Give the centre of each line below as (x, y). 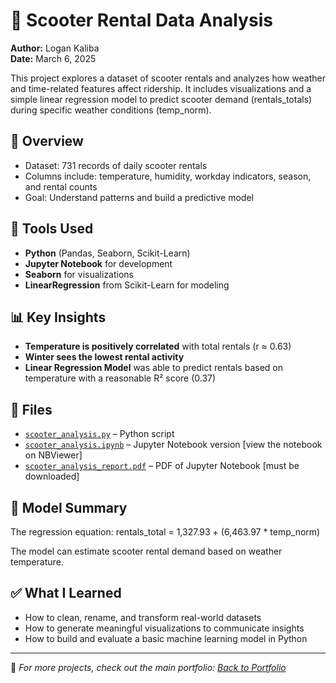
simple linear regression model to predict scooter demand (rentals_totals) (161, 99)
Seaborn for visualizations (79, 274)
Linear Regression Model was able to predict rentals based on (153, 368)
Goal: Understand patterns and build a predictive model (139, 197)
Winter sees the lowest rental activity (104, 357)
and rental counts (61, 186)
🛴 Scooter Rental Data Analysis (141, 20)
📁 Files (31, 409)
